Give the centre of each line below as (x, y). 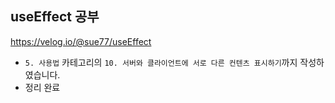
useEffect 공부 (55, 17)
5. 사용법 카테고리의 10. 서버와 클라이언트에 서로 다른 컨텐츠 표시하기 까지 (161, 62)
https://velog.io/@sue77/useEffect (81, 41)
